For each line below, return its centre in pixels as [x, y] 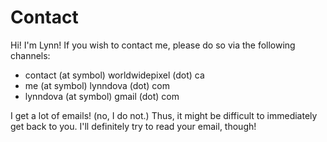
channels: [30, 55]
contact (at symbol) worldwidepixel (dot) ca [114, 75]
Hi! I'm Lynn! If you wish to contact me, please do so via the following [153, 45]
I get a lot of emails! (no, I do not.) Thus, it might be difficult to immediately [164, 115]
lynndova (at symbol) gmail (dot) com [102, 96]
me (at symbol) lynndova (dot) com [97, 85]
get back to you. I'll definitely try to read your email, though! [133, 126]
